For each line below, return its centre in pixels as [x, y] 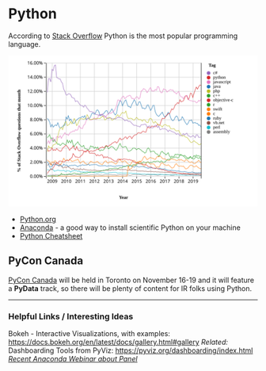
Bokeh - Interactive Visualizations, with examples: [89, 334]
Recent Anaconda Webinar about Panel [73, 359]
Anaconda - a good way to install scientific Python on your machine [130, 228]
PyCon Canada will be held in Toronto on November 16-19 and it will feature [131, 280]
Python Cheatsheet [51, 236]
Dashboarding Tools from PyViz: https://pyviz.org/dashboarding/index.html [131, 350]
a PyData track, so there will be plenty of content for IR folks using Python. [130, 288]
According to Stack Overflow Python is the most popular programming [123, 36]
